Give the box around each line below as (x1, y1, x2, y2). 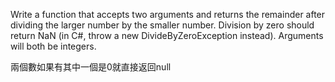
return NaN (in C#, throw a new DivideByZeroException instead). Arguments (10, 30, 324, 41)
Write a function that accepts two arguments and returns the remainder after (10, 9, 326, 20)
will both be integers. (10, 40, 97, 52)
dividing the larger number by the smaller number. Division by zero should (10, 19, 315, 31)
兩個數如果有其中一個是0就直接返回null (10, 61, 172, 73)
